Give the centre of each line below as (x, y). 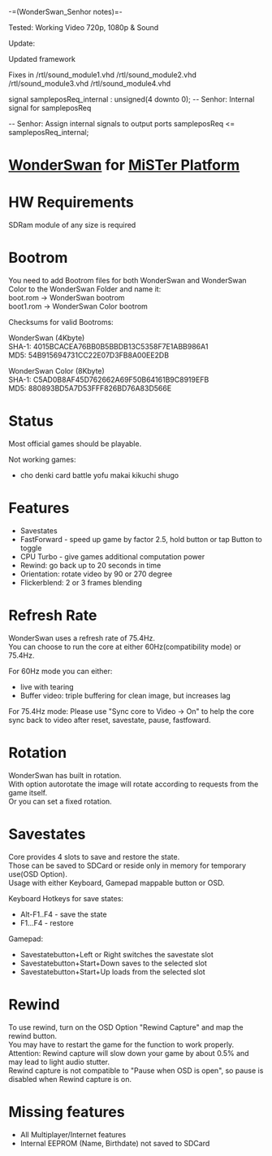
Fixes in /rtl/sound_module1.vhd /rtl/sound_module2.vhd (103, 75)
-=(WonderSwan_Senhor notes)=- (66, 12)
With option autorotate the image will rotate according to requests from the (134, 784)
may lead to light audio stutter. (59, 1062)
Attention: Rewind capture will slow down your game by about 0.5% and (129, 1053)
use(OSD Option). (38, 874)
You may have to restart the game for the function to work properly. (121, 1044)
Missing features (67, 1112)
